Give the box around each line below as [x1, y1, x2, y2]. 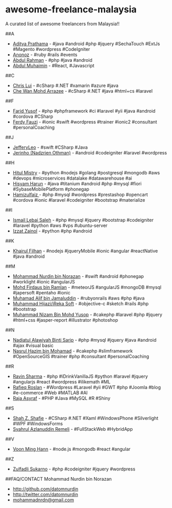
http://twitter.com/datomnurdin [12, 491, 79, 497]
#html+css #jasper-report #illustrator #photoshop [12, 317, 118, 323]
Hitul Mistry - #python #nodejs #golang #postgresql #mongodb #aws [12, 169, 160, 176]
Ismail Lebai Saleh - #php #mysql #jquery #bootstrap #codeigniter [12, 217, 154, 223]
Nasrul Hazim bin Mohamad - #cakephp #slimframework [12, 347, 133, 354]
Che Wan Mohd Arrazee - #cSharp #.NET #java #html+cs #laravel [12, 87, 153, 94]
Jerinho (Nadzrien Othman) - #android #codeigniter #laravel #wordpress [12, 149, 167, 155]
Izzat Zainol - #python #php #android [12, 227, 92, 234]
